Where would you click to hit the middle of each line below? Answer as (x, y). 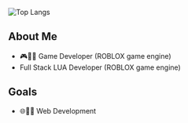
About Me (33, 36)
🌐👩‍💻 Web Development (58, 110)
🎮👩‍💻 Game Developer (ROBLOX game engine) (95, 56)
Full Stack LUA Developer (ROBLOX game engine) (100, 67)
